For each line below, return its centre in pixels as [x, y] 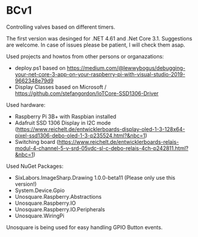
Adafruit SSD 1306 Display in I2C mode [63, 122]
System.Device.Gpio [40, 190]
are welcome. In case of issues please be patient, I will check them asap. [96, 45]
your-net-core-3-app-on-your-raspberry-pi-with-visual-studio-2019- [100, 74]
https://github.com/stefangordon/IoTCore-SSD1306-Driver [87, 93]
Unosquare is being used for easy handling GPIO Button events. [84, 227]
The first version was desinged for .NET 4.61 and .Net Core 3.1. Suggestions [99, 38]
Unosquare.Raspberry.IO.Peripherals [60, 209]
